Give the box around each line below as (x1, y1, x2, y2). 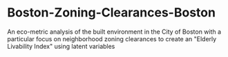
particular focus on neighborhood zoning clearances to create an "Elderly (7, 34, 217, 43)
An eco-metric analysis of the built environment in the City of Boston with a (7, 27, 222, 36)
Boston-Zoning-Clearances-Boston (7, 5, 216, 21)
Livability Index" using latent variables (7, 42, 115, 50)
